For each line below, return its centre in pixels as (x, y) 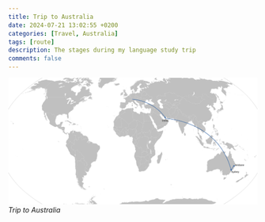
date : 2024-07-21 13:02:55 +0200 (63, 25)
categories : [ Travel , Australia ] (63, 33)
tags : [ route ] (32, 42)
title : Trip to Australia (51, 17)
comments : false (35, 59)
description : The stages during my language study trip (102, 50)
